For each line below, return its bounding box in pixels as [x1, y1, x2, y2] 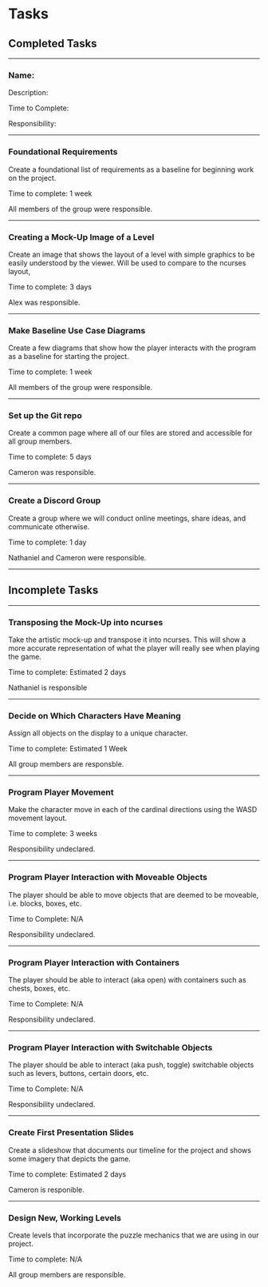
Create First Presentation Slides [8, 1127, 134, 1138]
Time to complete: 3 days [8, 281, 92, 292]
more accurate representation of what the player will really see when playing [8, 643, 260, 652]
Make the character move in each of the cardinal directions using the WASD [8, 805, 258, 815]
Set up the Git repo [8, 410, 82, 421]
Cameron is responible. [8, 1185, 85, 1194]
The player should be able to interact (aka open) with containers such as [8, 975, 246, 985]
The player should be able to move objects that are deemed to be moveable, [8, 890, 259, 899]
